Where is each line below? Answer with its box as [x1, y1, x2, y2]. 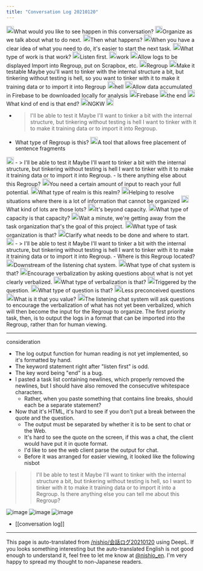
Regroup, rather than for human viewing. [6, 321, 108, 328]
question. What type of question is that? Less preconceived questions [6, 286, 195, 294]
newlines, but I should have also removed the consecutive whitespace [14, 382, 190, 389]
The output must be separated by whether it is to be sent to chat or [24, 421, 192, 428]
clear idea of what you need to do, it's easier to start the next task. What [6, 45, 194, 52]
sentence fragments [14, 145, 66, 152]
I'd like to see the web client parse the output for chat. [24, 446, 159, 454]
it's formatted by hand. [14, 357, 72, 364]
